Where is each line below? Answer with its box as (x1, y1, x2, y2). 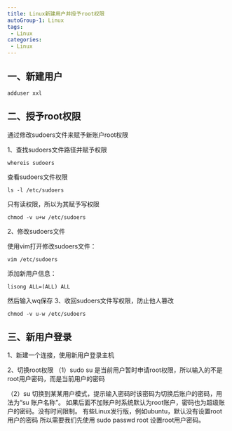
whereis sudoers (7, 159, 55, 166)
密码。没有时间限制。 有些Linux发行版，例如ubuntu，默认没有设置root (19, 407, 223, 416)
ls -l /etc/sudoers (7, 187, 64, 194)
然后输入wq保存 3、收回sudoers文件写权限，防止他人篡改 (7, 296, 174, 305)
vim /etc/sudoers (7, 256, 58, 263)
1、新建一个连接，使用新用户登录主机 (7, 351, 114, 359)
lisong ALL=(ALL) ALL (7, 283, 71, 290)
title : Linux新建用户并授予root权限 (7, 10, 105, 18)
